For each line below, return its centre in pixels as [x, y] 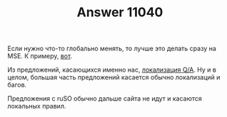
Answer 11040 [120, 12]
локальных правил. [37, 106]
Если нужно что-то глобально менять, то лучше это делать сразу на [112, 49]
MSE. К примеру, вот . [40, 56]
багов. [17, 85]
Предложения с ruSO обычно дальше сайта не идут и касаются [105, 99]
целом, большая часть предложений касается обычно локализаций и [114, 77]
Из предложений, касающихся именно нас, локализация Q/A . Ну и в [112, 70]
